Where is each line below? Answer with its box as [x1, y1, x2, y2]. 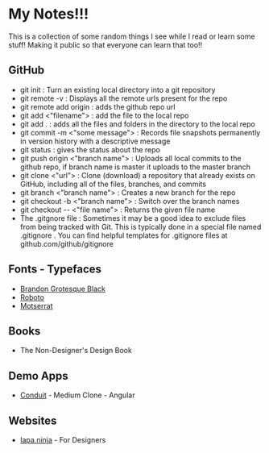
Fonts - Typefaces [8, 263, 102, 276]
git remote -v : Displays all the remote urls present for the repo [19, 94, 228, 103]
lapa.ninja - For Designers [19, 435, 106, 444]
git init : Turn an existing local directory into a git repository [19, 85, 216, 94]
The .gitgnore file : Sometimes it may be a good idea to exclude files [19, 213, 246, 222]
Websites [8, 414, 57, 427]
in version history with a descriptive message [19, 136, 171, 146]
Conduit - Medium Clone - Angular [19, 390, 135, 400]
